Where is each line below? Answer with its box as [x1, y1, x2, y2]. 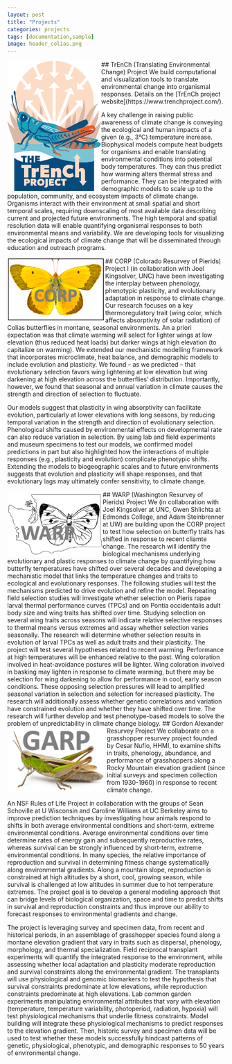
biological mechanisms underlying [102, 549, 201, 558]
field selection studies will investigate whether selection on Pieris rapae [7, 594, 211, 602]
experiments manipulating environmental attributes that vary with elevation [7, 997, 221, 1006]
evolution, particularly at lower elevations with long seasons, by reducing [7, 410, 215, 419]
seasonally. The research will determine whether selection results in [7, 631, 202, 639]
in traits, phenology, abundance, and [107, 749, 211, 757]
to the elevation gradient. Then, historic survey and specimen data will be [7, 1026, 217, 1035]
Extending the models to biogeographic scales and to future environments [7, 463, 220, 471]
